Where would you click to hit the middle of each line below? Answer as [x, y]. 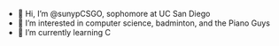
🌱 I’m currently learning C [64, 32]
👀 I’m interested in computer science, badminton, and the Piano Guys [144, 23]
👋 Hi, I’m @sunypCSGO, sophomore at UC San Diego [114, 14]
